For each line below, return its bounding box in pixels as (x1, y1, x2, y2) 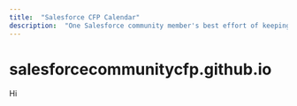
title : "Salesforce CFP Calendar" (9, 12, 141, 22)
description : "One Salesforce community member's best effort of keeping (9, 21, 291, 30)
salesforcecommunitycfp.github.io (9, 59, 272, 79)
